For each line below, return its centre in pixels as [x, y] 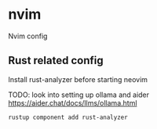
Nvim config [28, 36]
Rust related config [56, 61]
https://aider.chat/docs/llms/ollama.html [73, 102]
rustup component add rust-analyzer [68, 117]
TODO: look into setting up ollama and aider [79, 95]
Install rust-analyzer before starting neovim [78, 79]
